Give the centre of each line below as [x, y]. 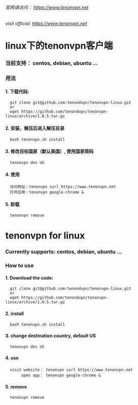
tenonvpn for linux [45, 236]
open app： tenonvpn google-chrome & [61, 375]
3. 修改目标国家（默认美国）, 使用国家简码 [49, 152]
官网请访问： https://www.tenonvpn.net [47, 7]
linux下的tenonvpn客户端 [59, 46]
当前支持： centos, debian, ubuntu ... [52, 63]
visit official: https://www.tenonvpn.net [46, 24]
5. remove [16, 386]
